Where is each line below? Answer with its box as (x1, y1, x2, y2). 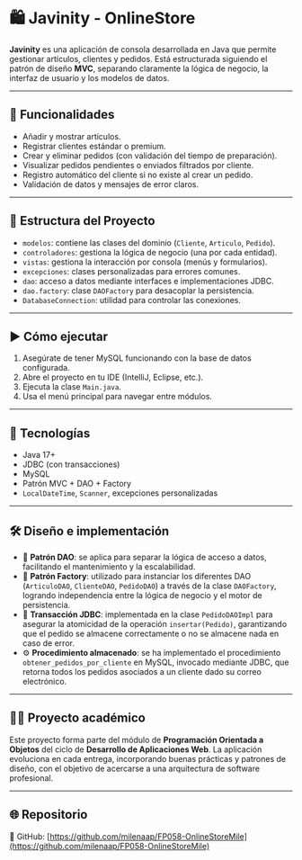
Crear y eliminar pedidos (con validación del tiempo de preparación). (22, 150, 278, 161)
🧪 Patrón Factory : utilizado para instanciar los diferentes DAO (22, 571, 252, 581)
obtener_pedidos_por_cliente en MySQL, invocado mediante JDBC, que (22, 657, 289, 667)
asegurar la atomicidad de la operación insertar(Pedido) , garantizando (22, 619, 288, 629)
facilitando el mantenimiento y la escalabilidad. (22, 561, 196, 572)
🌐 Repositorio (9, 807, 88, 822)
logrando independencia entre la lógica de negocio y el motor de (22, 590, 262, 600)
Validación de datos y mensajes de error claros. (22, 178, 200, 190)
